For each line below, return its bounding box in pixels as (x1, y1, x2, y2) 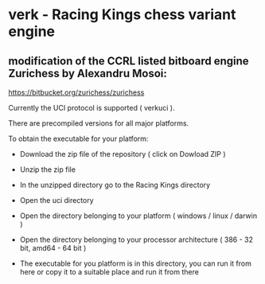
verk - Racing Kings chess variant (8, 6, 236, 24)
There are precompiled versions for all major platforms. (8, 119, 189, 128)
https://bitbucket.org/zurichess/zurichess (8, 88, 145, 97)
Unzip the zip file (19, 165, 76, 174)
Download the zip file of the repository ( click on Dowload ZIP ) (19, 150, 226, 158)
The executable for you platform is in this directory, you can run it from (19, 259, 252, 268)
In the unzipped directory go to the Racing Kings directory (19, 181, 211, 189)
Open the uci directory (19, 196, 94, 204)
